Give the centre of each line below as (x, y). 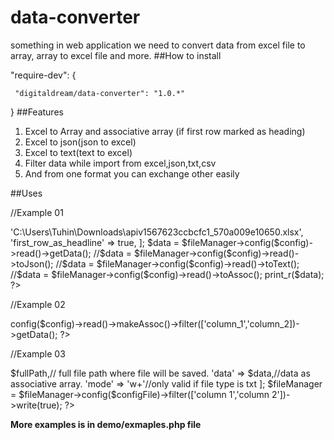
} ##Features (37, 112)
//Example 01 (37, 212)
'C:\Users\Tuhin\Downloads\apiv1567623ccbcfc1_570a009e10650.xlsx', (157, 232)
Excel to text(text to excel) (78, 152)
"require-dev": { (43, 75)
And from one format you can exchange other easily (132, 173)
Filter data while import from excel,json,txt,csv (120, 163)
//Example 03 (38, 353)
